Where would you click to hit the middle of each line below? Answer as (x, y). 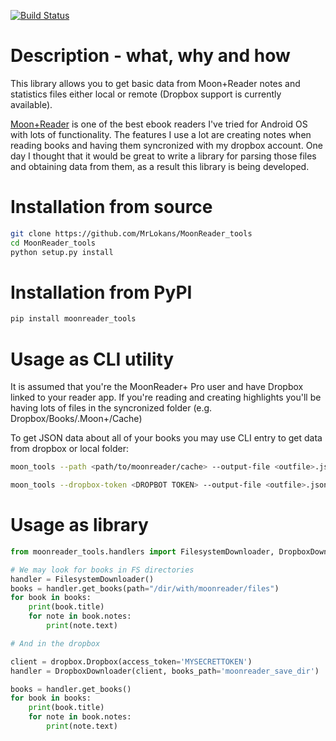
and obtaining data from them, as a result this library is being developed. (160, 166)
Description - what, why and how (150, 56)
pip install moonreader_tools (73, 319)
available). (31, 104)
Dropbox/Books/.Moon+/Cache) (76, 419)
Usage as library (79, 525)
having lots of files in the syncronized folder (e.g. (111, 408)
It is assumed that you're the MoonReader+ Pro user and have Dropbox (157, 387)
